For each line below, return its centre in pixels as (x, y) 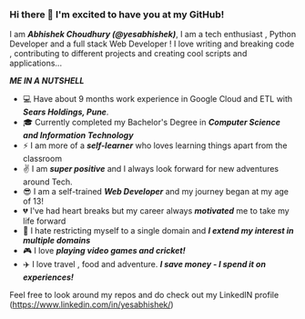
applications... (36, 64)
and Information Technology (78, 135)
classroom (42, 159)
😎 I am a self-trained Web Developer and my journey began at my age (156, 192)
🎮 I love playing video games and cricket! (104, 251)
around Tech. (47, 182)
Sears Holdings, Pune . (66, 112)
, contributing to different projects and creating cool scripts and (128, 54)
